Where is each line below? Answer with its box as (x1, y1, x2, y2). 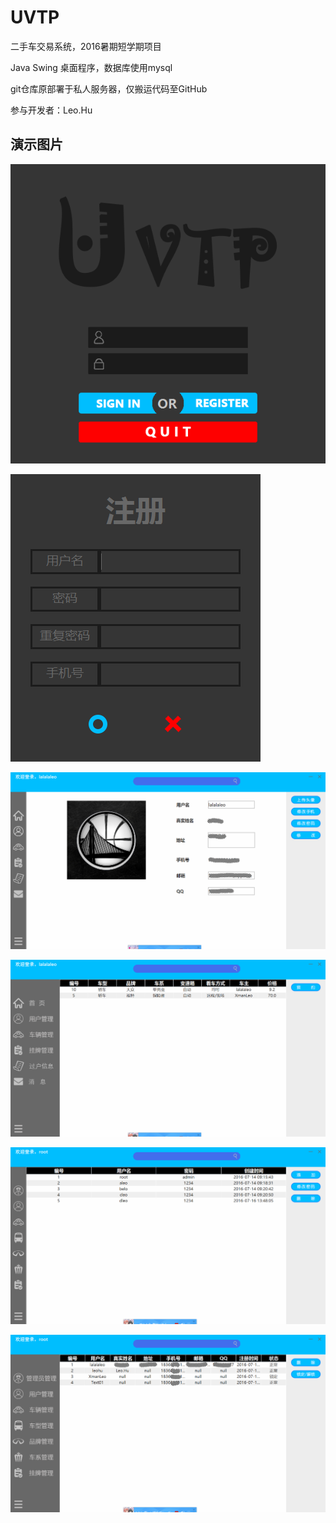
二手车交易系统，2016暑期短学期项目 (10, 40, 162, 52)
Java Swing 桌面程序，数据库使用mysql (10, 61, 173, 73)
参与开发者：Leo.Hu (10, 104, 93, 116)
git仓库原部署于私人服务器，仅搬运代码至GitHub (10, 82, 208, 95)
